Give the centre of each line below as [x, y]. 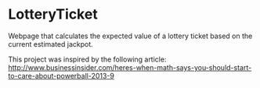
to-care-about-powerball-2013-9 [61, 76]
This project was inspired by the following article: [87, 59]
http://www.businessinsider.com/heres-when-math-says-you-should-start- [130, 67]
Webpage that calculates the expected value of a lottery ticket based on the [130, 36]
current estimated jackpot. [51, 44]
